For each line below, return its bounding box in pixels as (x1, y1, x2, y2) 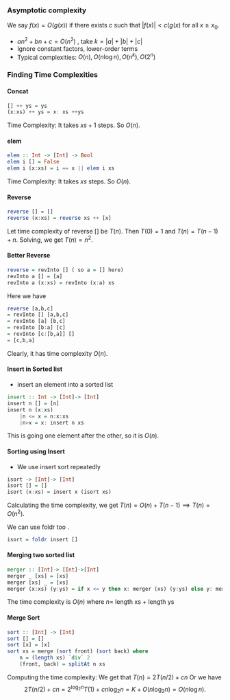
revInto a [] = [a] (7, 273, 63, 280)
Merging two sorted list (7, 551, 75, 559)
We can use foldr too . (7, 523, 70, 531)
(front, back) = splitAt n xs (19, 661, 106, 668)
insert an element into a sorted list (16, 381, 114, 388)
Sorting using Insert (7, 447, 65, 455)
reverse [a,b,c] (7, 305, 53, 312)
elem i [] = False (7, 159, 60, 166)
